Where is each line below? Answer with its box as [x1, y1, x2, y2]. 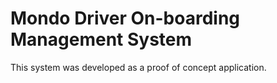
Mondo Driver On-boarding [10, 7, 241, 30]
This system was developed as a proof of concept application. [10, 61, 267, 73]
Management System [10, 28, 193, 51]
